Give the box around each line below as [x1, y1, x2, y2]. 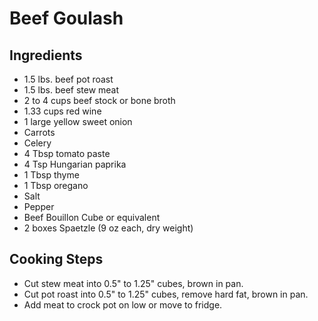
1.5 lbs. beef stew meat [23, 84, 120, 96]
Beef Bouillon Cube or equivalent [23, 212, 161, 223]
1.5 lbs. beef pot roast [23, 73, 114, 85]
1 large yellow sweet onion [23, 116, 133, 127]
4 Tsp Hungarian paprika [23, 158, 127, 170]
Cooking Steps [9, 251, 104, 268]
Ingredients [9, 47, 83, 64]
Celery [23, 137, 52, 149]
